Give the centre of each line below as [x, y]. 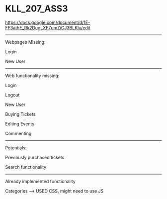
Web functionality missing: [32, 76]
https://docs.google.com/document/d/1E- [48, 22]
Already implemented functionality [41, 181]
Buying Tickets [20, 114]
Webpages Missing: [25, 42]
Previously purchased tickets [35, 157]
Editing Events [20, 124]
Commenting [18, 133]
